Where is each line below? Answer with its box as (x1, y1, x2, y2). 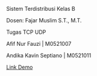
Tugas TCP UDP (6, 28, 46, 36)
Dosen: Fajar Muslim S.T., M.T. (6, 17, 82, 24)
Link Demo (6, 63, 33, 71)
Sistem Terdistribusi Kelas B (6, 5, 75, 12)
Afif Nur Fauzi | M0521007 (6, 40, 72, 47)
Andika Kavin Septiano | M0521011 (6, 52, 92, 59)
